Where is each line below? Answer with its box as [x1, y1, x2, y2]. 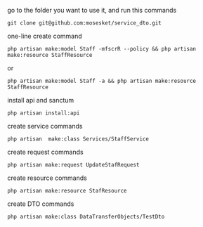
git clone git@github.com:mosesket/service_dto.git [7, 20, 162, 27]
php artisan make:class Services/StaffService [7, 136, 150, 143]
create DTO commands [7, 200, 74, 208]
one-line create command [7, 32, 82, 40]
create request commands [7, 148, 84, 156]
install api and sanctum [7, 96, 74, 104]
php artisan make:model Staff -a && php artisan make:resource [7, 77, 197, 84]
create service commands [7, 122, 83, 130]
